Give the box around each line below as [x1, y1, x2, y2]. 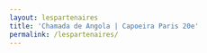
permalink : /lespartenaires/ [9, 30, 119, 39]
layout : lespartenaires [9, 13, 99, 22]
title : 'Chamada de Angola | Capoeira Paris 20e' [9, 22, 200, 31]
